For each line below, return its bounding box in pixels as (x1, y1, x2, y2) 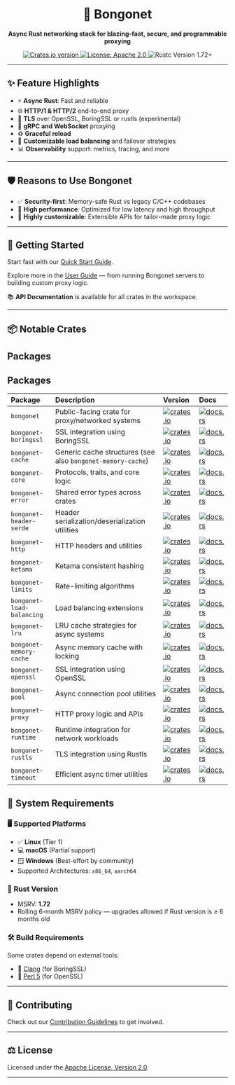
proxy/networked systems (55, 415, 141, 425)
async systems (55, 629, 105, 639)
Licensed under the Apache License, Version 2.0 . (7, 1063, 149, 1071)
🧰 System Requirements (7, 798, 114, 810)
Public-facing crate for (55, 406, 131, 416)
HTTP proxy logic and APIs (55, 709, 143, 719)
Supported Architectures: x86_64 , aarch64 (17, 866, 136, 875)
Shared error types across (55, 487, 141, 497)
